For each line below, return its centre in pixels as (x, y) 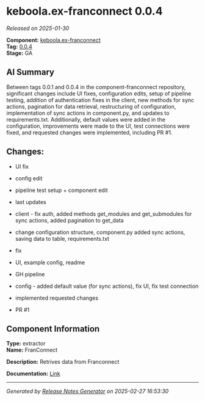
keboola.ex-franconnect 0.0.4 (85, 11)
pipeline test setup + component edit (61, 190)
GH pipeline (30, 274)
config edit (29, 178)
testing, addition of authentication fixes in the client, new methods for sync (100, 100)
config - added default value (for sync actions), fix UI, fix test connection (107, 286)
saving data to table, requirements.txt (62, 238)
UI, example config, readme (50, 262)
